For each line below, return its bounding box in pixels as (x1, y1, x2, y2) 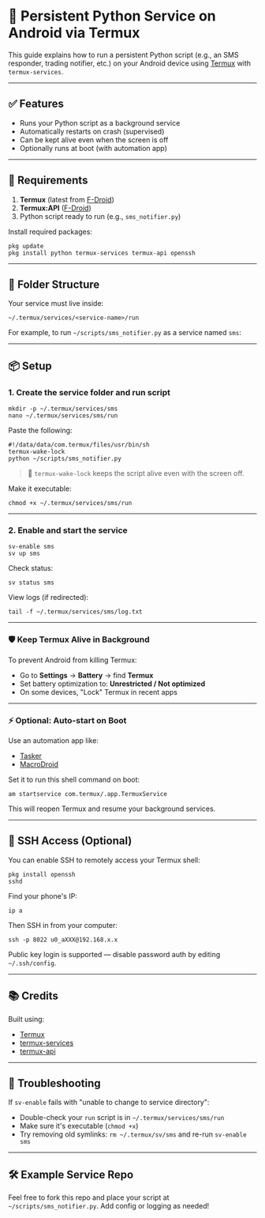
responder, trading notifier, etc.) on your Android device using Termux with (8, 58, 251, 68)
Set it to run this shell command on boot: (8, 775, 140, 784)
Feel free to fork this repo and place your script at (8, 1193, 170, 1202)
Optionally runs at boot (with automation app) (19, 143, 168, 153)
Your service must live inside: (8, 299, 104, 308)
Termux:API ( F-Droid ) (19, 203, 92, 213)
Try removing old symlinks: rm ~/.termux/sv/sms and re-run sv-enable (19, 1129, 247, 1139)
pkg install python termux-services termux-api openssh (8, 249, 196, 257)
